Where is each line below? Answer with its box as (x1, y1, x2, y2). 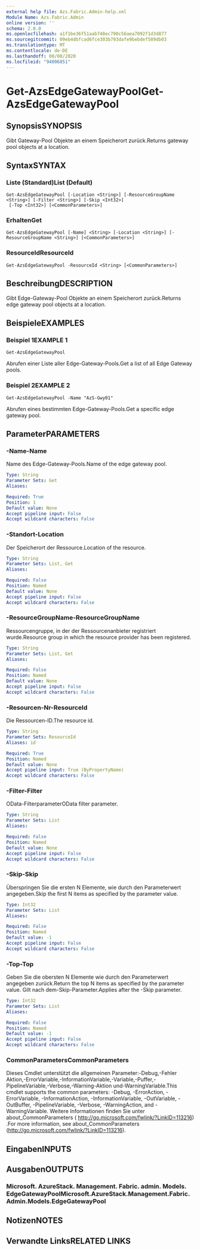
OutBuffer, (6, 1101, 32, 1108)
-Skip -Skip (6, 870, 39, 878)
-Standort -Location (6, 530, 64, 538)
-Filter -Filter (6, 787, 43, 795)
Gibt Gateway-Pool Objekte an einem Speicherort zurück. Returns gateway (6, 137, 189, 144)
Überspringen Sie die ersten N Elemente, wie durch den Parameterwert (6, 884, 181, 891)
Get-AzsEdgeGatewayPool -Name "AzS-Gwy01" (6, 395, 113, 401)
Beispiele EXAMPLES (6, 318, 85, 328)
